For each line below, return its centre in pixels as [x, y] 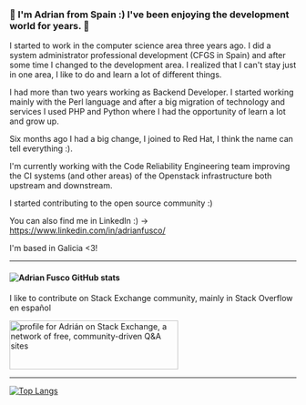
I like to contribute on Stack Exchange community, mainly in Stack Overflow [151, 298]
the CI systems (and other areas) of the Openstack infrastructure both [141, 176]
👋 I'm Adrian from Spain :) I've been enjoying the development [149, 15]
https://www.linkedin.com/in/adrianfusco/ [87, 230]
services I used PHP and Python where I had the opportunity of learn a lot [148, 112]
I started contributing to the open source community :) [111, 203]
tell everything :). [41, 148]
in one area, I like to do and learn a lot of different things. [116, 75]
